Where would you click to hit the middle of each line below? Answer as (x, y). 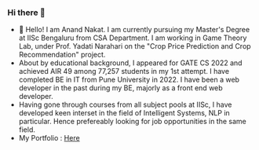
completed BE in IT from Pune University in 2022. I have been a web (129, 80)
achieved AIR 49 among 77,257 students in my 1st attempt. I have (124, 71)
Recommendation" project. (62, 55)
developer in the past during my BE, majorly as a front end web (120, 88)
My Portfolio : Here (49, 138)
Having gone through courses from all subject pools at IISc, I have (125, 104)
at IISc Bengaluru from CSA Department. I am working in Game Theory (133, 38)
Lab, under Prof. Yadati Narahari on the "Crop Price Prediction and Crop (135, 46)
